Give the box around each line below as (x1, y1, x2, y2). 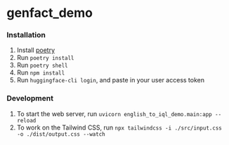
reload (16, 117, 37, 124)
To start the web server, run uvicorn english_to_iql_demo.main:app (16, 109, 212, 118)
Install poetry (16, 46, 55, 54)
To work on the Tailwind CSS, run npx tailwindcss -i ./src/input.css (16, 123, 222, 132)
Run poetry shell (16, 61, 68, 70)
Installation (6, 30, 46, 40)
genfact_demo (6, 5, 93, 21)
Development (6, 94, 54, 103)
